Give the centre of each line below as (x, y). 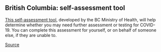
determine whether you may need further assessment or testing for (72, 25)
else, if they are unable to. (31, 35)
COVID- (148, 25)
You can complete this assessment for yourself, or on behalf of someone (84, 30)
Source (12, 44)
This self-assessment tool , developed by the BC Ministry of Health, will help (80, 19)
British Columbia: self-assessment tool (65, 8)
